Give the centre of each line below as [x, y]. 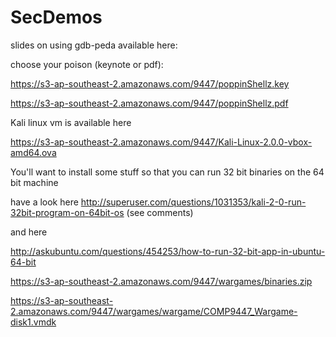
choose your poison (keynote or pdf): [87, 64]
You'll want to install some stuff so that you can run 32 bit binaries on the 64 [167, 172]
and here [29, 232]
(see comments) [160, 212]
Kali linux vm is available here [71, 122]
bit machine [34, 182]
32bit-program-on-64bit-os [67, 212]
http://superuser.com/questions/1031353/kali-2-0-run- [193, 202]
